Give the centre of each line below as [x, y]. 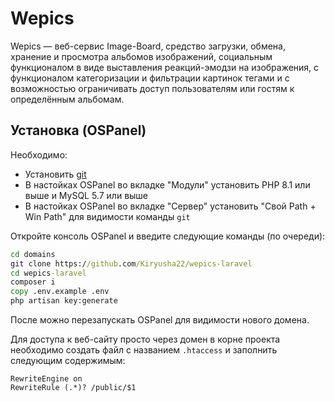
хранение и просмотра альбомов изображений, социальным [141, 56]
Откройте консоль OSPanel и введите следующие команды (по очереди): [168, 236]
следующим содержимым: [68, 360]
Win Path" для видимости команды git [107, 216]
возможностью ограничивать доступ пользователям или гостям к [152, 88]
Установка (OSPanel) [78, 130]
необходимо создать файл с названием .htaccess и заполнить [144, 350]
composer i [33, 282]
